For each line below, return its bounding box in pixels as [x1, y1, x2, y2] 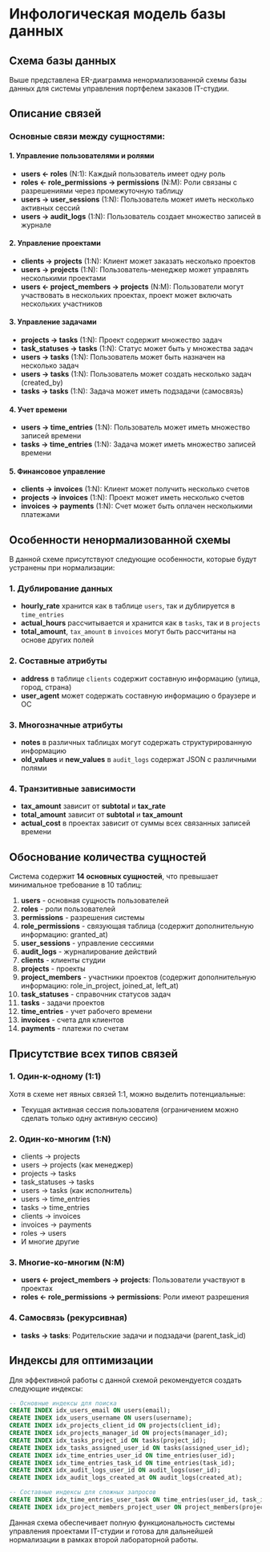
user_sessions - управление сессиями [20, 939, 155, 948]
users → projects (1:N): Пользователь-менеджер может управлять [20, 264, 249, 274]
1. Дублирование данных [9, 583, 113, 594]
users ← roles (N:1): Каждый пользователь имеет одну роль [20, 169, 226, 178]
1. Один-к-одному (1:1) [9, 1071, 102, 1082]
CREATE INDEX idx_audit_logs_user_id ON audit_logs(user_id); [9, 1466, 221, 1474]
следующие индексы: [9, 1383, 83, 1393]
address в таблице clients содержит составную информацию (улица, [20, 674, 260, 683]
